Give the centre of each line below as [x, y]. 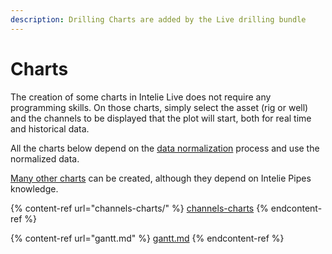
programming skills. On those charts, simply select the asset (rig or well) [159, 107]
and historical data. [50, 128]
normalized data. [45, 158]
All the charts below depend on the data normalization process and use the [165, 148]
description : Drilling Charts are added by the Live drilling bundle [158, 19]
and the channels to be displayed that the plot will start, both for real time [161, 118]
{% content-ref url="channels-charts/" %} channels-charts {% [139, 208]
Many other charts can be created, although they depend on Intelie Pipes [161, 178]
